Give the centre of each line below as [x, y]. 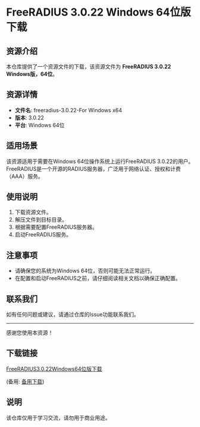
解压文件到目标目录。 [41, 220]
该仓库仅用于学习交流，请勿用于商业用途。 [58, 417]
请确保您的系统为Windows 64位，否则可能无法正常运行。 [85, 271]
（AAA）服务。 [25, 176]
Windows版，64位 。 [32, 74]
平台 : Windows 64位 [40, 125]
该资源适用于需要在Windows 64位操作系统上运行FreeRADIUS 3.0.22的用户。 [100, 161]
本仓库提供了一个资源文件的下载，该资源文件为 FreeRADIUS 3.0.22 [89, 67]
